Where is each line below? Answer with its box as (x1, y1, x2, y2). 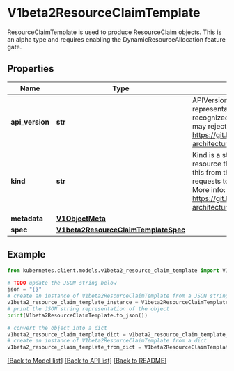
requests (192, 176, 221, 186)
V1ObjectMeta (56, 214, 107, 223)
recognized (192, 113, 230, 123)
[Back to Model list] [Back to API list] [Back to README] (7, 356, 167, 365)
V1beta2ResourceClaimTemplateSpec (56, 225, 186, 235)
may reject (192, 121, 227, 131)
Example (7, 248, 46, 260)
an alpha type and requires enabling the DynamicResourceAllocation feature (7, 35, 226, 43)
